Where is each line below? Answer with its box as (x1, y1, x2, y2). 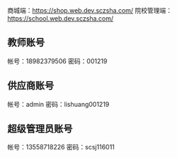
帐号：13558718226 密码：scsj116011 (7, 143, 115, 152)
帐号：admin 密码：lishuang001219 (7, 100, 110, 108)
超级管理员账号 (7, 123, 73, 135)
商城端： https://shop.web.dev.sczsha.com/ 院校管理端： (7, 6, 173, 14)
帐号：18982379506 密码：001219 (7, 56, 108, 65)
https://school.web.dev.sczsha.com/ (7, 14, 114, 23)
